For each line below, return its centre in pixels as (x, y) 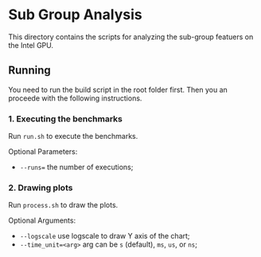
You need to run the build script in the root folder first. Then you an (118, 89)
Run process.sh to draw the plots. (63, 205)
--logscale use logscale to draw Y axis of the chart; (105, 236)
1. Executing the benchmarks (66, 119)
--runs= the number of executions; (76, 167)
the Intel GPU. (31, 45)
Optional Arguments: (42, 220)
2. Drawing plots (41, 188)
